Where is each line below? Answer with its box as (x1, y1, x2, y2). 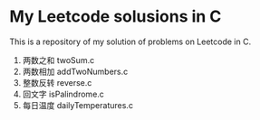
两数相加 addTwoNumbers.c (22, 66, 129, 77)
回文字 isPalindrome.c (22, 88, 104, 99)
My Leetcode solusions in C (9, 6, 222, 27)
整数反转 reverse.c (22, 77, 92, 88)
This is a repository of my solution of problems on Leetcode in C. (9, 36, 252, 47)
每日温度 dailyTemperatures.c (22, 99, 134, 110)
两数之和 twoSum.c (22, 54, 95, 65)
